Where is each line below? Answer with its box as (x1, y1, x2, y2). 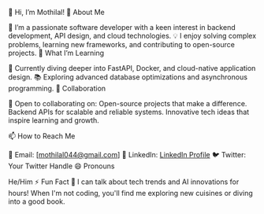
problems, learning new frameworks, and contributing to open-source (8, 40, 235, 49)
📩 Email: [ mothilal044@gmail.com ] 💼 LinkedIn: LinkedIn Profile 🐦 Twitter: (8, 150, 247, 159)
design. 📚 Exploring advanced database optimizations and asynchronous (8, 72, 248, 82)
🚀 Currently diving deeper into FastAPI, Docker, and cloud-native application (8, 64, 256, 72)
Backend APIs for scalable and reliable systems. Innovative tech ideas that (8, 107, 250, 116)
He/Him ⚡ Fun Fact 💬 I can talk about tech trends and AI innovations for (8, 177, 240, 186)
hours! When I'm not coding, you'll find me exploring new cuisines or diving (8, 189, 254, 197)
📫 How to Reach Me (8, 131, 76, 141)
